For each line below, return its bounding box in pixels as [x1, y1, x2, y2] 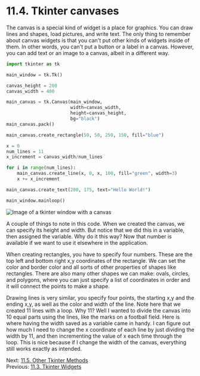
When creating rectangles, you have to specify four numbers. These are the [6, 250, 193, 258]
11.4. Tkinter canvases [6, 4, 119, 18]
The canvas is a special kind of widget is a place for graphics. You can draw [6, 24, 193, 31]
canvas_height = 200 [6, 83, 58, 89]
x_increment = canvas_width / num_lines [6, 154, 103, 160]
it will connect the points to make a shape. [6, 283, 110, 290]
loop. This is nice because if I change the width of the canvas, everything [6, 338, 187, 345]
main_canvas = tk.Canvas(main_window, [6, 99, 103, 105]
